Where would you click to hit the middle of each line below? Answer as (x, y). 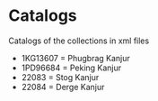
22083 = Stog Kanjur (60, 77)
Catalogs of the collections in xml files (79, 41)
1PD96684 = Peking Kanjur (71, 68)
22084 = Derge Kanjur (63, 87)
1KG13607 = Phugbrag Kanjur (76, 58)
